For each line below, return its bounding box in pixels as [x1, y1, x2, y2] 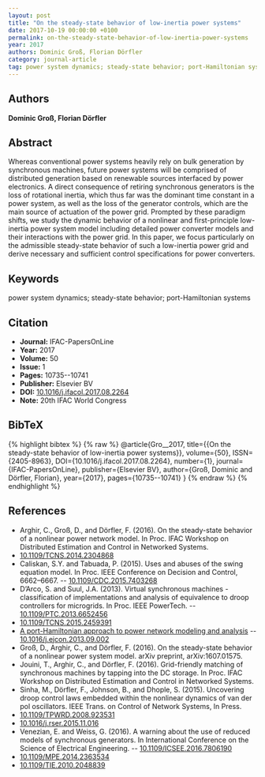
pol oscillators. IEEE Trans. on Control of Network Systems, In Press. [19, 701, 242, 711]
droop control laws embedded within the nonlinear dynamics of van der [19, 693, 252, 703]
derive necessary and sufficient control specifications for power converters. [8, 250, 256, 259]
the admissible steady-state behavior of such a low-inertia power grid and [8, 241, 249, 250]
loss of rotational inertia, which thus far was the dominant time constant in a [8, 190, 255, 200]
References [8, 505, 66, 518]
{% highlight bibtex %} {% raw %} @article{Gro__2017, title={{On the [8, 439, 231, 449]
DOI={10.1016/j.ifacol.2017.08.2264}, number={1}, [54, 456, 215, 466]
